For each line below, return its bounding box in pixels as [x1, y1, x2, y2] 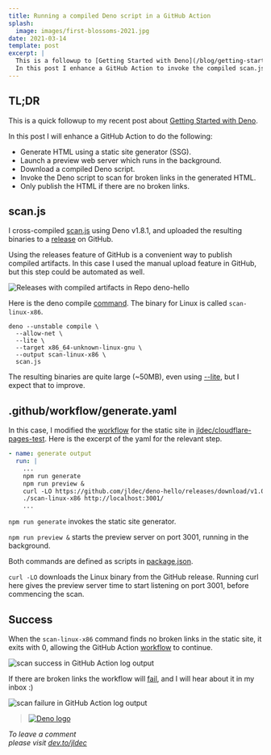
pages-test [8, 434, 45, 444]
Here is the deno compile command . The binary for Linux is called [8, 298, 227, 308]
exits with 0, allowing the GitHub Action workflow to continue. [8, 643, 214, 652]
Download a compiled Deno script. [19, 164, 135, 173]
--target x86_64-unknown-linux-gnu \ [15, 344, 143, 352]
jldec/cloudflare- [196, 425, 252, 436]
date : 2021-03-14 [8, 34, 67, 43]
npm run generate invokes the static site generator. [8, 517, 177, 527]
